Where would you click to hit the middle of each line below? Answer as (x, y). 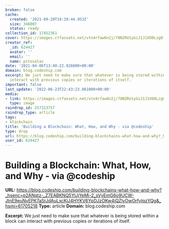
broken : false (20, 10)
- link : (13, 98)
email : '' (20, 56)
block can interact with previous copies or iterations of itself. (68, 221)
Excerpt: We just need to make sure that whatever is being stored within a (82, 216)
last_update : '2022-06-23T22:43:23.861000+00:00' (58, 89)
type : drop (17, 131)
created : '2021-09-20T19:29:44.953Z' (49, 19)
